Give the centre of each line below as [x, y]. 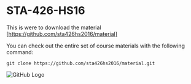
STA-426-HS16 [46, 11]
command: [20, 52]
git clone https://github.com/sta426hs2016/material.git [81, 63]
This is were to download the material [54, 27]
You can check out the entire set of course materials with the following [96, 46]
